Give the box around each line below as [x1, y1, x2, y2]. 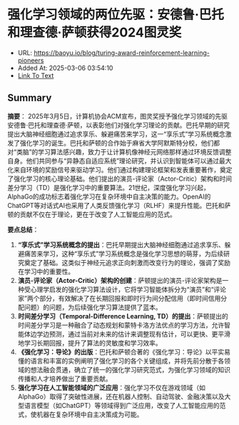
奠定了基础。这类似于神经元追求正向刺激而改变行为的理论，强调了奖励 [24, 258, 230, 266]
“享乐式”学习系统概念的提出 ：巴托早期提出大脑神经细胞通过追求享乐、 [17, 240, 225, 249]
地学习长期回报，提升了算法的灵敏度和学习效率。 [17, 339, 162, 347]
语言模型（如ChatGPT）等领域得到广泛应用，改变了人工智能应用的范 [24, 401, 226, 409]
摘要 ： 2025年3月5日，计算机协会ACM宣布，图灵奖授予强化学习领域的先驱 [7, 111, 228, 120]
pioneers [17, 56, 44, 64]
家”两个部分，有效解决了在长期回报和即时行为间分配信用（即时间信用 [17, 294, 221, 302]
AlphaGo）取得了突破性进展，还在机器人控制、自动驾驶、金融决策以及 [17, 392, 225, 401]
